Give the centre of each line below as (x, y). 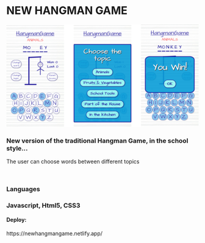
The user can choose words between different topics (73, 161)
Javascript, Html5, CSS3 (43, 205)
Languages (23, 189)
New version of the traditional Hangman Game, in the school (97, 141)
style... (17, 148)
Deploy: (16, 220)
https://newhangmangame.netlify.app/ (54, 233)
